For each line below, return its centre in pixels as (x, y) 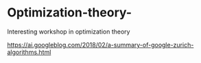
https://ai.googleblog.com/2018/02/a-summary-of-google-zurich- (100, 45)
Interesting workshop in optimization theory (69, 32)
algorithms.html (29, 52)
